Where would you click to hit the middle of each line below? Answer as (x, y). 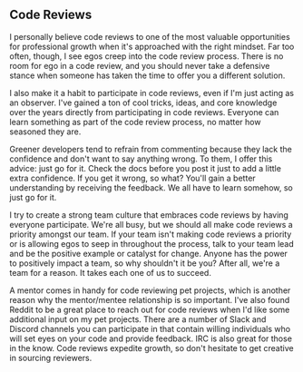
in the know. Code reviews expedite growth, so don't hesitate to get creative (151, 348)
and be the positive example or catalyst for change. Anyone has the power (149, 253)
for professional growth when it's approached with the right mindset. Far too (152, 46)
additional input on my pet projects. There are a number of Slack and (138, 319)
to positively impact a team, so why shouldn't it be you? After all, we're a (145, 263)
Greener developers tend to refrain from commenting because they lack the (151, 149)
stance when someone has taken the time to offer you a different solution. (147, 75)
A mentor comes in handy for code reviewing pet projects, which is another (150, 290)
